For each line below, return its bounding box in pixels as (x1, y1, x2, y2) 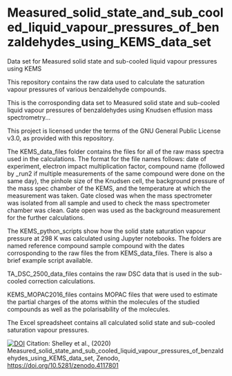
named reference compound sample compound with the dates (7, 241, 185, 250)
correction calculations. (28, 276, 95, 285)
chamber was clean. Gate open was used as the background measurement (7, 206, 221, 214)
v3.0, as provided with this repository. (7, 133, 115, 142)
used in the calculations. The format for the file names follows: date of (7, 154, 207, 163)
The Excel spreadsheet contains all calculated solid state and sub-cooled (7, 318, 215, 326)
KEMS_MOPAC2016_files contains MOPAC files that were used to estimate (7, 290, 218, 299)
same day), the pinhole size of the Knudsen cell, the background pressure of (7, 176, 225, 185)
